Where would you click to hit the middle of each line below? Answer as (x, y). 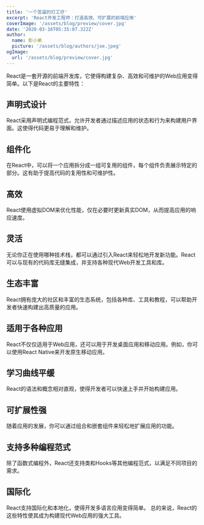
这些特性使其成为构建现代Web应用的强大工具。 (66, 515)
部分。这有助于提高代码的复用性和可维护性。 (63, 173)
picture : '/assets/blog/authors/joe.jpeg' (67, 47)
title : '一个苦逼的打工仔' (37, 12)
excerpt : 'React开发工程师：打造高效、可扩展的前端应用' (71, 18)
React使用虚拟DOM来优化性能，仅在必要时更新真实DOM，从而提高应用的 (99, 210)
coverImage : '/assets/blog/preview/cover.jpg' (67, 23)
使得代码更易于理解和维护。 (57, 128)
